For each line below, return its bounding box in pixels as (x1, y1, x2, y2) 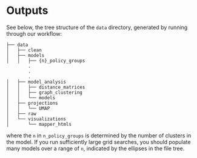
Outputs (6, 4, 48, 18)
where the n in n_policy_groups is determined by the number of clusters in (6, 131, 192, 139)
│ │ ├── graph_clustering (6, 89, 83, 96)
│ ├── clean (6, 47, 42, 53)
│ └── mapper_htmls (6, 121, 72, 127)
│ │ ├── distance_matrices (6, 84, 85, 90)
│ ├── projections (6, 100, 59, 106)
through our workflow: (6, 30, 62, 37)
